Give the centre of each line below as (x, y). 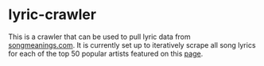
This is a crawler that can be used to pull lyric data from (99, 37)
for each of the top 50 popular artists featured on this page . (106, 53)
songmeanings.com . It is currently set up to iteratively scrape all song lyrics (132, 45)
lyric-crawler (52, 15)
